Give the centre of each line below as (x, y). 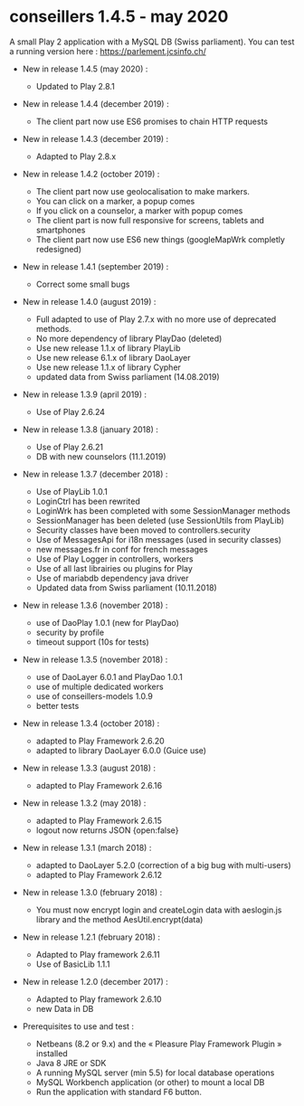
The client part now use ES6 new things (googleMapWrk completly (160, 239)
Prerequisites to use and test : (78, 1026)
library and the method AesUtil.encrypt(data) (119, 919)
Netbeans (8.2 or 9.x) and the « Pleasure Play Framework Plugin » (159, 1044)
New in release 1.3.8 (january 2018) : (90, 429)
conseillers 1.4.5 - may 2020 (119, 17)
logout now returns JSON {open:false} (107, 830)
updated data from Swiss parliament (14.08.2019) (128, 376)
